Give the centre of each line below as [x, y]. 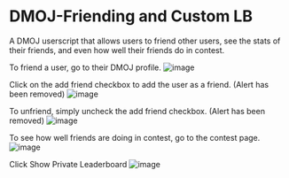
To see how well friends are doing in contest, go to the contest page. [135, 137]
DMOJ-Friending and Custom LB [131, 16]
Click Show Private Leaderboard [68, 164]
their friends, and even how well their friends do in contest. [117, 50]
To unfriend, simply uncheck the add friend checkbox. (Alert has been [137, 111]
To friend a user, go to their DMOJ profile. [86, 67]
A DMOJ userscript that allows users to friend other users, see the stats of [145, 41]
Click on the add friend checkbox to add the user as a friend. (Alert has [139, 84]
